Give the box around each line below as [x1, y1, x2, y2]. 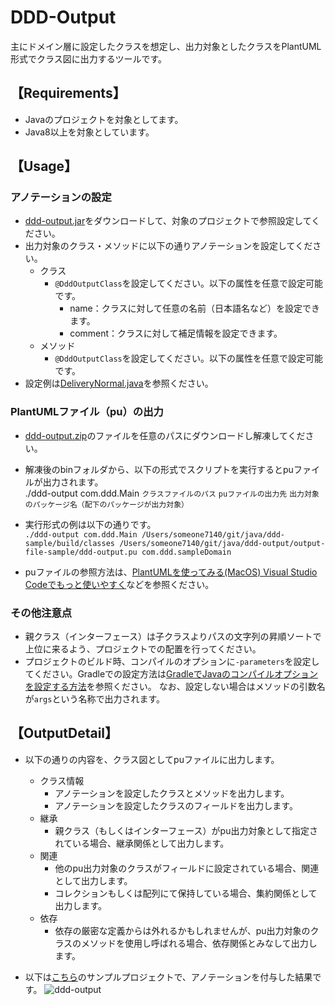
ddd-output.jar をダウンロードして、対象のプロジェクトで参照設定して [24, 215, 312, 227]
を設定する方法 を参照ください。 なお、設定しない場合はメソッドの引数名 [24, 681, 326, 693]
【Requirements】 [10, 85, 127, 102]
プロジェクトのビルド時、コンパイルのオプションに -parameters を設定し [24, 656, 320, 668]
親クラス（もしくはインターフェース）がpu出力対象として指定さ [54, 824, 318, 836]
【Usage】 [10, 158, 78, 175]
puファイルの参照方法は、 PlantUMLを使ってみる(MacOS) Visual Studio [24, 566, 318, 578]
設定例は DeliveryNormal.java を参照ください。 [24, 377, 214, 390]
